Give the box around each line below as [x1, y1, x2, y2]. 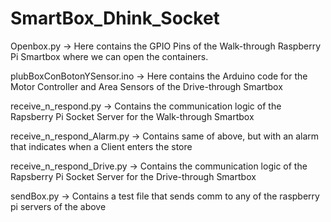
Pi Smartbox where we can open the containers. [10, 50, 209, 62]
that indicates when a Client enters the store [10, 140, 193, 152]
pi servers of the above [10, 200, 107, 212]
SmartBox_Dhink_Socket [10, 7, 220, 30]
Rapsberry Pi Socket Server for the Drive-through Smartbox [10, 170, 257, 182]
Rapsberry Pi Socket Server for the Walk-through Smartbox [10, 110, 255, 122]
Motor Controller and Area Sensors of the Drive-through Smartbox [10, 80, 283, 92]
